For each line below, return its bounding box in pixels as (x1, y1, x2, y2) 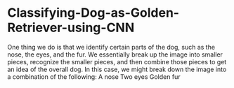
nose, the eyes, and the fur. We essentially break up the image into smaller (7, 50, 223, 59)
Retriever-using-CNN (7, 20, 135, 36)
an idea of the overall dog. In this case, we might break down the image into (7, 65, 227, 73)
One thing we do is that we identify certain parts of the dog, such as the (7, 43, 216, 51)
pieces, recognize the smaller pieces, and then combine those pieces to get (7, 57, 227, 66)
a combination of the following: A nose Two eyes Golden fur (7, 72, 181, 81)
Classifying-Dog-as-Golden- (7, 5, 180, 21)
